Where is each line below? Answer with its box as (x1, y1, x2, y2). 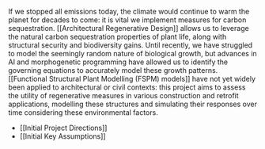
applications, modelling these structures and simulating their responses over (8, 99, 258, 109)
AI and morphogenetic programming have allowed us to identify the (8, 57, 228, 67)
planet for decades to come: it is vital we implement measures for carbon (8, 15, 247, 25)
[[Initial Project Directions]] (19, 123, 108, 132)
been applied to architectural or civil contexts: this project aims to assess (8, 82, 246, 92)
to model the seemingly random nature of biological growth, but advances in (8, 49, 257, 58)
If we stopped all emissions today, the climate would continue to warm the (8, 7, 250, 16)
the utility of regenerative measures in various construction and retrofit (8, 91, 239, 100)
